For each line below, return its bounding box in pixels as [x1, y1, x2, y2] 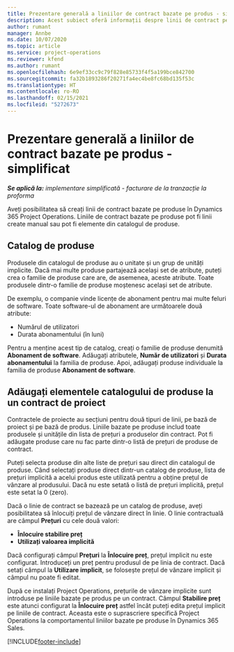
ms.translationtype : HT [7, 82, 77, 89]
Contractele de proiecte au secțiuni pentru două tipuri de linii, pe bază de [7, 415, 217, 424]
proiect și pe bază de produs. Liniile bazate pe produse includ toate [7, 423, 201, 431]
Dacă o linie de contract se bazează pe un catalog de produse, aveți [7, 502, 203, 510]
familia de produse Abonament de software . [7, 366, 136, 374]
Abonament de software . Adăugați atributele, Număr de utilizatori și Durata [7, 350, 227, 360]
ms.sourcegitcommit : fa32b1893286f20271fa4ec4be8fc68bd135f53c [7, 75, 195, 82]
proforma [7, 191, 35, 200]
